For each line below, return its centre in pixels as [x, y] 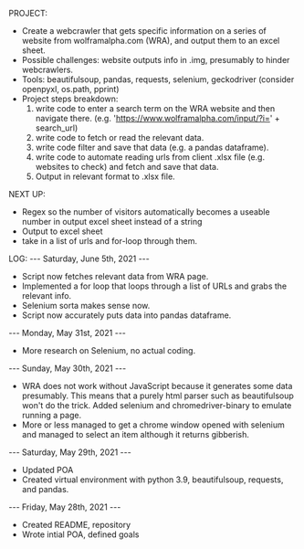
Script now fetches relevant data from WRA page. [115, 276]
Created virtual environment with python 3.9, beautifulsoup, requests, [152, 480]
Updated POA [47, 470]
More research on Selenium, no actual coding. [109, 350]
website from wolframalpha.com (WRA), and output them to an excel [151, 41]
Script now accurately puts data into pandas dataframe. [126, 315]
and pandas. [45, 489]
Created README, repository [76, 525]
